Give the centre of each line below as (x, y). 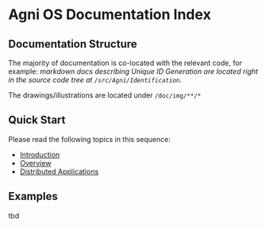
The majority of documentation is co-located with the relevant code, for (125, 63)
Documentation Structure (73, 44)
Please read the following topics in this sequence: (89, 139)
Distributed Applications (59, 171)
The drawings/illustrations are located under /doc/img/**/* (105, 95)
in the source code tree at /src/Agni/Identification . (95, 80)
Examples (33, 196)
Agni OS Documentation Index (110, 15)
